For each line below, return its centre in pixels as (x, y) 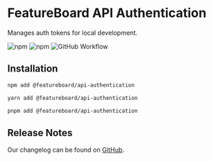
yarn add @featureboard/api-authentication (73, 98)
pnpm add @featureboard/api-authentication (73, 111)
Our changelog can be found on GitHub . (66, 150)
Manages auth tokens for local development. (72, 33)
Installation (33, 69)
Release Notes (40, 133)
